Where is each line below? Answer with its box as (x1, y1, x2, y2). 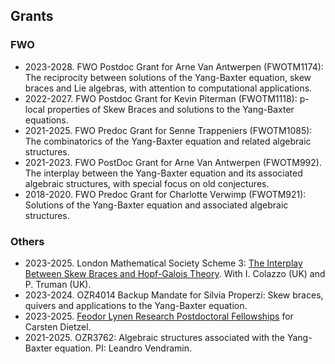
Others (10, 234, 45, 248)
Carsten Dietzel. (24, 320, 92, 333)
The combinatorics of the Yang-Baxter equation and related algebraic (24, 135, 312, 147)
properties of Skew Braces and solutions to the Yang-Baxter (46, 103, 295, 115)
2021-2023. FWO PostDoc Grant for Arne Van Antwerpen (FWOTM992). (24, 156, 322, 168)
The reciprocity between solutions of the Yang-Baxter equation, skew (24, 71, 312, 83)
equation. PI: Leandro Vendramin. (54, 342, 193, 354)
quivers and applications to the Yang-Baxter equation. (24, 299, 248, 311)
